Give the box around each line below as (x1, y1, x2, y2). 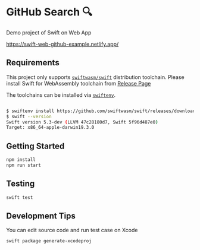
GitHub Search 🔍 (6, 5, 93, 19)
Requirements (6, 58, 60, 68)
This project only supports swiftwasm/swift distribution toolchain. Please (6, 73, 185, 81)
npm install (6, 157, 36, 163)
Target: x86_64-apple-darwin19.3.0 (6, 125, 95, 131)
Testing (6, 179, 35, 189)
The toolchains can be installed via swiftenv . (6, 91, 116, 99)
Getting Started (6, 141, 65, 151)
